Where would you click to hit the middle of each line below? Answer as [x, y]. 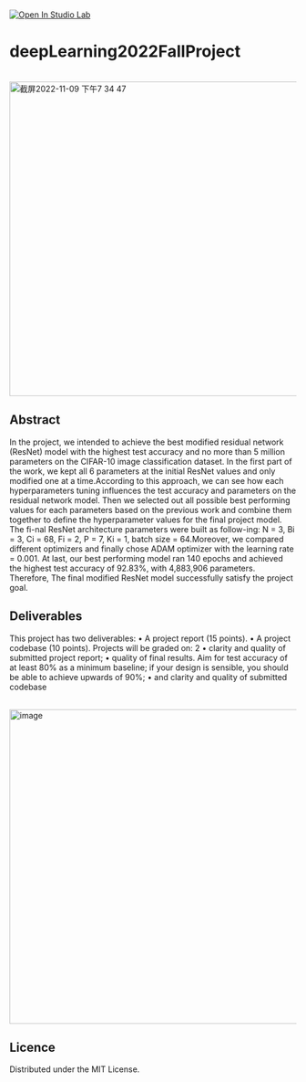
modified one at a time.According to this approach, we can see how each [147, 480]
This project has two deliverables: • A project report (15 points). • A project [150, 638]
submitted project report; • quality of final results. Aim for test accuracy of [149, 657]
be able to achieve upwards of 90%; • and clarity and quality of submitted [148, 677]
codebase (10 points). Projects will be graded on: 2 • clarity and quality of [148, 647]
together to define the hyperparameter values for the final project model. [146, 520]
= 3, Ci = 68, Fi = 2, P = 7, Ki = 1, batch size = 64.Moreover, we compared [147, 539]
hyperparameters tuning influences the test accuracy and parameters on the [153, 490]
